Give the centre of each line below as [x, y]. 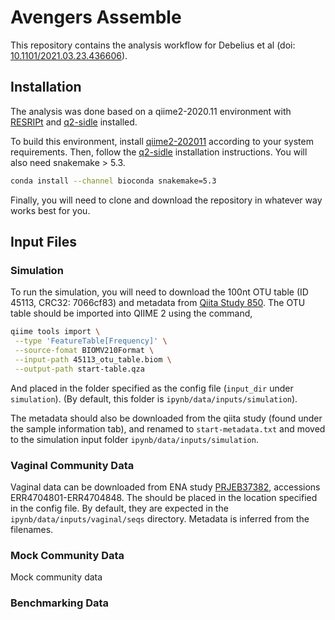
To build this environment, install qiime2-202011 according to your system [162, 141]
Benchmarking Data [60, 603]
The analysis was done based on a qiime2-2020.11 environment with [151, 111]
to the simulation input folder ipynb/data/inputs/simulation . [134, 439]
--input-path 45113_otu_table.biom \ [93, 359]
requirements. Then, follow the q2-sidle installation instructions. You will [159, 152]
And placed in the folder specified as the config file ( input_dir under [152, 388]
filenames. [32, 529]
